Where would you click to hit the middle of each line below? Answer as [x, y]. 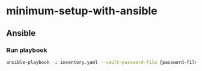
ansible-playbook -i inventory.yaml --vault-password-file [82, 62]
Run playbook [27, 50]
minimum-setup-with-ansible [82, 11]
